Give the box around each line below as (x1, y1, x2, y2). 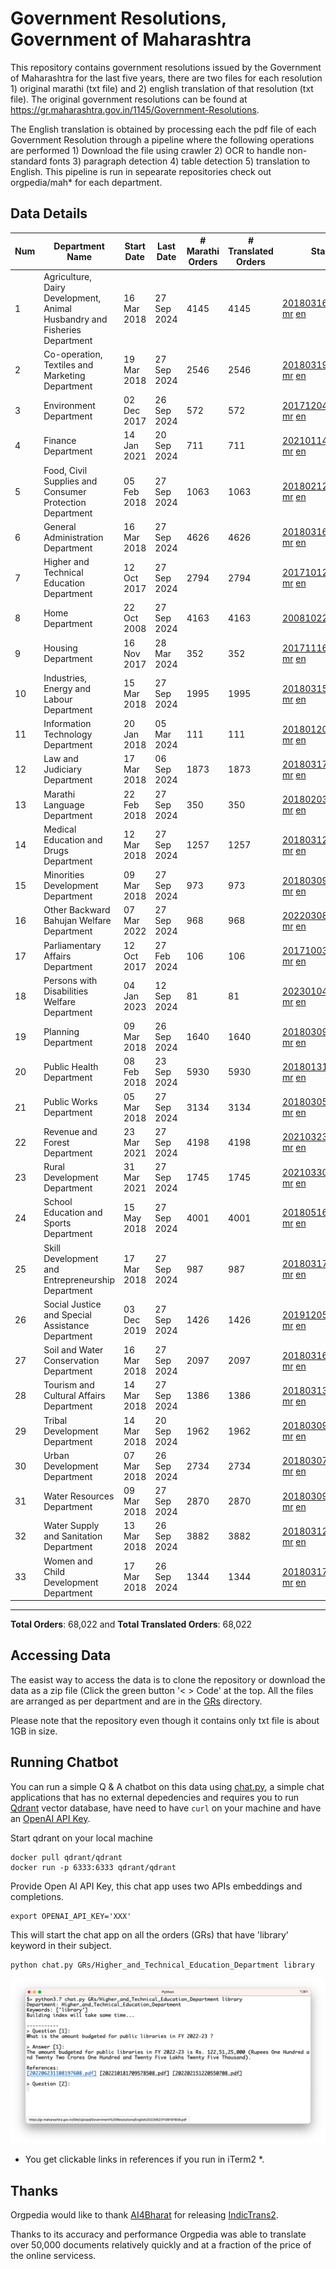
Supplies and (43, 475, 98, 487)
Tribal (43, 1414, 68, 1426)
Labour (43, 693, 73, 705)
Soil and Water (43, 1344, 104, 1356)
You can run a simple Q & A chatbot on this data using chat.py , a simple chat (10, 1780, 325, 1792)
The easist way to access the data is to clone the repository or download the (10, 1673, 326, 1686)
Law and (43, 753, 79, 765)
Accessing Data (10, 1647, 112, 1664)
